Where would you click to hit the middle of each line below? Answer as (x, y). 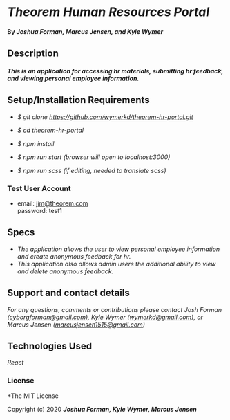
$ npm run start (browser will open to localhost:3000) (94, 157)
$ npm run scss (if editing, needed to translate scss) (92, 170)
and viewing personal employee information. (73, 78)
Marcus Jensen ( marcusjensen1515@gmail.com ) (76, 324)
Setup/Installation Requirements (78, 100)
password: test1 (39, 210)
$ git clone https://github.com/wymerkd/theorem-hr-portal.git (105, 117)
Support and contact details (68, 293)
